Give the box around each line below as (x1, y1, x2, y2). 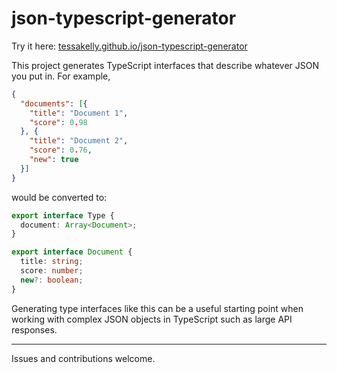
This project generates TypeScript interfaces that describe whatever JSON (11, 59, 320, 71)
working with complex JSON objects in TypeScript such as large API (11, 313, 293, 325)
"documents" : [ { (20, 98, 88, 109)
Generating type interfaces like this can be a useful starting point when (11, 302, 304, 314)
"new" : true (29, 155, 79, 165)
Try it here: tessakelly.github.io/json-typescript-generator (11, 40, 248, 52)
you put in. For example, (11, 70, 111, 82)
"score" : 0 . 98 (29, 117, 88, 127)
